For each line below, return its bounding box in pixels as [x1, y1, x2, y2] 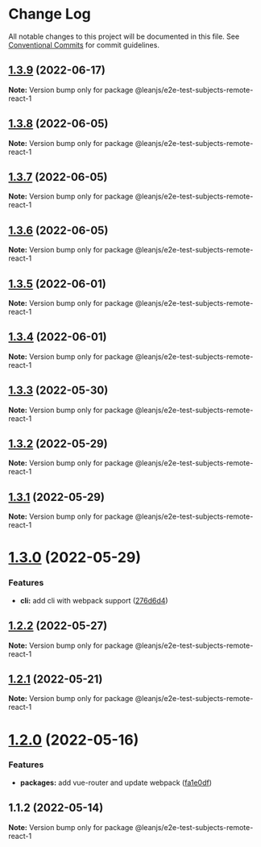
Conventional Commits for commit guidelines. [8, 40, 159, 49]
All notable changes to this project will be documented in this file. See [8, 31, 240, 41]
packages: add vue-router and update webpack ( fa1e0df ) [19, 778, 212, 787]
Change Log [8, 5, 91, 23]
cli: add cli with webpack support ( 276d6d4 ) [19, 595, 168, 605]
